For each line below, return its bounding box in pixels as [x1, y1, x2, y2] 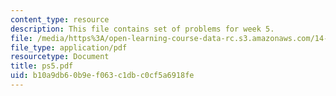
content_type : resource [10, 14, 110, 25]
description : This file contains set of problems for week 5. [10, 24, 275, 34]
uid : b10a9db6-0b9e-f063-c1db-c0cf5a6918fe [10, 71, 195, 81]
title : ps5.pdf [10, 61, 74, 71]
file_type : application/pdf [10, 42, 128, 53]
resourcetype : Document [10, 52, 110, 62]
